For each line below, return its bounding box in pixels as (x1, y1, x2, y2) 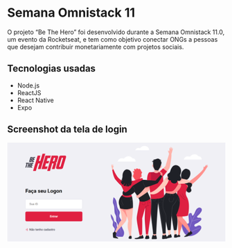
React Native (17, 96, 54, 104)
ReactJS (17, 88, 42, 97)
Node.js (17, 81, 40, 90)
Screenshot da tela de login (7, 124, 128, 135)
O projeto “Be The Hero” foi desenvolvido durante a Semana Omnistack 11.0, (7, 28, 225, 36)
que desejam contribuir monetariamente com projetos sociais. (7, 42, 184, 51)
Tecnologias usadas (7, 63, 96, 74)
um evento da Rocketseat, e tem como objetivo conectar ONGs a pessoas (7, 35, 218, 43)
